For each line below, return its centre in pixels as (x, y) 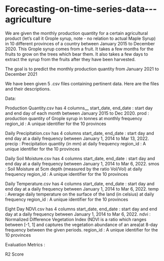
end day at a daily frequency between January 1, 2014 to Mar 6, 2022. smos (82, 163)
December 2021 (21, 74)
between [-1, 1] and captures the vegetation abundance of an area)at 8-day (82, 225)
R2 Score (15, 254)
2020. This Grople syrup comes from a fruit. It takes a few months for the (79, 49)
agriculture (28, 19)
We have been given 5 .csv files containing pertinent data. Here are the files (82, 83)
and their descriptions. (28, 89)
